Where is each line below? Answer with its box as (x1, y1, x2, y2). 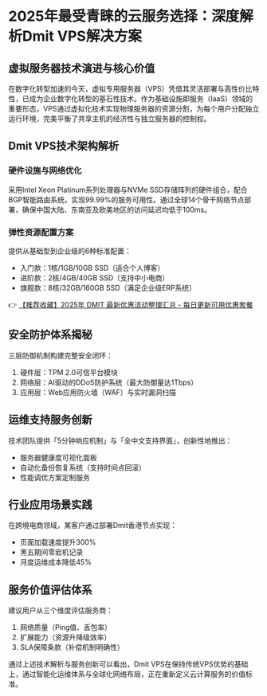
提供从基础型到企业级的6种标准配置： (8, 246, 132, 256)
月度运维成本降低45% (19, 557, 92, 567)
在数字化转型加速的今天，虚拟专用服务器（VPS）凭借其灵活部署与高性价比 (8, 84, 253, 93)
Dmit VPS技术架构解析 (8, 139, 120, 153)
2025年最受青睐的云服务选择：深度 (8, 7, 240, 25)
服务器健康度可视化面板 (19, 452, 97, 462)
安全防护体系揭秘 (8, 328, 92, 342)
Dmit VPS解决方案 (22, 27, 142, 45)
